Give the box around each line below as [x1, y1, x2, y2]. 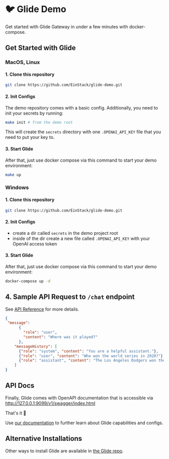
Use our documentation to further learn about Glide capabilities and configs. [5, 420, 163, 426]
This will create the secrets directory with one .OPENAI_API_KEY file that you [5, 129, 161, 135]
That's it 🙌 [5, 410, 27, 416]
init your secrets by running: [5, 110, 64, 116]
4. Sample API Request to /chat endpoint [5, 293, 135, 301]
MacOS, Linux [5, 59, 40, 66]
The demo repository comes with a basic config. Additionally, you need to [5, 105, 158, 111]
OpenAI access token [12, 240, 57, 247]
